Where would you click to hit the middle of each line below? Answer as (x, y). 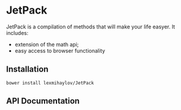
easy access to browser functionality (60, 50)
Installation (27, 69)
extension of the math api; (47, 44)
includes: (17, 33)
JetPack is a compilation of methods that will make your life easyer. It (90, 27)
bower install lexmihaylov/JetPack (50, 83)
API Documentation (43, 101)
